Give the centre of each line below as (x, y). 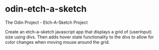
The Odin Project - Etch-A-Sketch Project (46, 22)
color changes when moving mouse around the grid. (58, 42)
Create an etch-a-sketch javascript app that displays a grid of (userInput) (78, 32)
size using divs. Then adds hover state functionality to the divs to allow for (79, 37)
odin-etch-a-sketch (46, 9)
